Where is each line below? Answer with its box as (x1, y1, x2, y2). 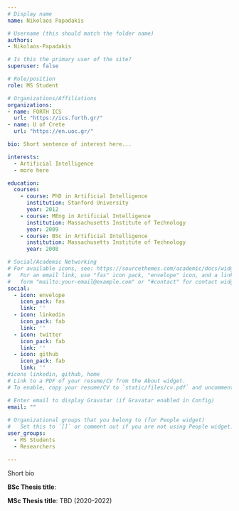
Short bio (7, 468, 35, 477)
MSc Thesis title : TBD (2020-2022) (7, 496, 112, 505)
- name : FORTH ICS (7, 108, 62, 115)
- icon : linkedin (14, 311, 65, 318)
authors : (7, 36, 33, 43)
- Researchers (14, 443, 55, 450)
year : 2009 (26, 225, 59, 233)
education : (7, 179, 40, 187)
